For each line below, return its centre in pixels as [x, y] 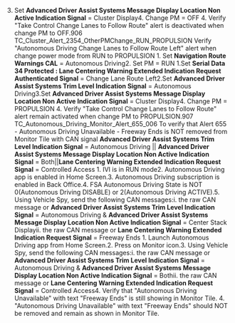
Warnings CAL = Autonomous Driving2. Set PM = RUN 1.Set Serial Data [120, 63]
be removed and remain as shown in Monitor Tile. [87, 313]
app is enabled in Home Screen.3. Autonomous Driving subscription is [117, 177]
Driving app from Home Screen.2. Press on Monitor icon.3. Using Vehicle [121, 245]
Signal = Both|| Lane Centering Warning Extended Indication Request [117, 162]
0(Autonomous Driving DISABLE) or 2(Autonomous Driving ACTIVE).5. [117, 192]
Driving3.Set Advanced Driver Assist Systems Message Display [110, 93]
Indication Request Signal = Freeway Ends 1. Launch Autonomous [111, 237]
